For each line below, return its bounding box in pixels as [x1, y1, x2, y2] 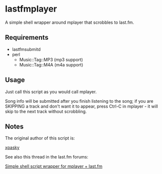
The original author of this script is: [5, 135, 75, 141]
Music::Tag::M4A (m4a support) [19, 62, 83, 67]
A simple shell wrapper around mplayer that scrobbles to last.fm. [5, 19, 134, 25]
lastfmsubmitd [12, 46, 41, 52]
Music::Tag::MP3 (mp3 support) [19, 57, 83, 63]
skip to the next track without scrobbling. [5, 108, 87, 114]
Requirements [5, 33, 49, 42]
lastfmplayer [5, 3, 57, 15]
